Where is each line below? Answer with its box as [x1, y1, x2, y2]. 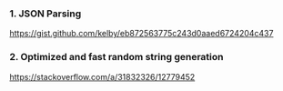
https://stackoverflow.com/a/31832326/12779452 [9, 71, 196, 82]
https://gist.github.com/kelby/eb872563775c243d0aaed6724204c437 [9, 28, 274, 39]
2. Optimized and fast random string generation [9, 51, 224, 64]
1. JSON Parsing [9, 7, 82, 20]
